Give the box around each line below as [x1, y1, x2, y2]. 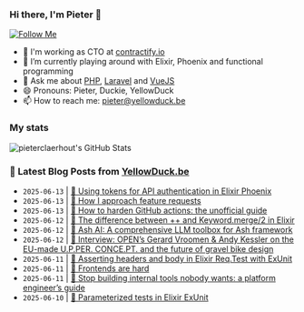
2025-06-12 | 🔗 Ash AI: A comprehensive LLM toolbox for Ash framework [22, 224, 293, 235]
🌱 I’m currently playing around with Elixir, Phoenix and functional [22, 56, 263, 67]
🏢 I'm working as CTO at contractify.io [22, 46, 165, 57]
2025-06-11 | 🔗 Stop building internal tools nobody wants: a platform [22, 272, 277, 283]
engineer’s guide [22, 282, 86, 293]
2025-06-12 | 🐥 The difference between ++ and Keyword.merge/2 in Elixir [22, 214, 295, 226]
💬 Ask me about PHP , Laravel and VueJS [22, 75, 175, 86]
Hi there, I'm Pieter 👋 [9, 8, 102, 21]
